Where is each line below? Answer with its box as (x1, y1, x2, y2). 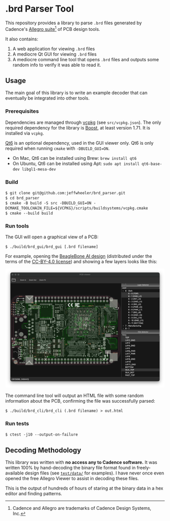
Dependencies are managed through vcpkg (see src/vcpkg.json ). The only (5, 119, 161, 125)
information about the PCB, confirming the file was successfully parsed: (5, 398, 155, 404)
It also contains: (5, 36, 38, 42)
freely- (136, 464, 151, 470)
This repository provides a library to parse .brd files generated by (5, 20, 142, 26)
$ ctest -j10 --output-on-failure (5, 432, 78, 438)
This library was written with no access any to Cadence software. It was (5, 459, 158, 465)
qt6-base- (141, 161, 162, 166)
